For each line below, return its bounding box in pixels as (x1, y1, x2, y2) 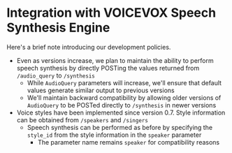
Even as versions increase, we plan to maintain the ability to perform (16, 56, 214, 64)
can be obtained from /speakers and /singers (16, 115, 148, 124)
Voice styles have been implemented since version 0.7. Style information (16, 108, 226, 117)
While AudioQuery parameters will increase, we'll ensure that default (27, 78, 222, 87)
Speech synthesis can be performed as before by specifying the (27, 123, 213, 131)
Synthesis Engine (6, 20, 110, 36)
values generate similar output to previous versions (27, 86, 175, 94)
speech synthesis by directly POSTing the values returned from (16, 64, 200, 72)
